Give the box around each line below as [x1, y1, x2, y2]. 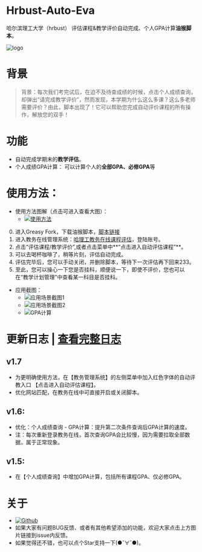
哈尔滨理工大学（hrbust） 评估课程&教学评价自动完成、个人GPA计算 [6, 24, 176, 31]
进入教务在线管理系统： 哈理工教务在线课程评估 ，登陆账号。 [15, 235, 164, 242]
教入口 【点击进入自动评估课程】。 [15, 381, 99, 388]
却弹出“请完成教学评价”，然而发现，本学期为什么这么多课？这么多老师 [21, 96, 196, 103]
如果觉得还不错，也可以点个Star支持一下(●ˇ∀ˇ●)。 [15, 539, 144, 547]
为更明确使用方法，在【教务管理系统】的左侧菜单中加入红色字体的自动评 [15, 373, 195, 381]
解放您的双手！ [31, 111, 70, 118]
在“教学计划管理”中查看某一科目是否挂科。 [15, 273, 121, 281]
